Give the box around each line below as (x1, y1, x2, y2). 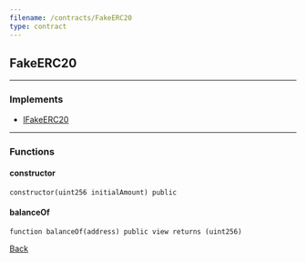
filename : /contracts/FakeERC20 (9, 13, 132, 23)
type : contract (9, 22, 67, 31)
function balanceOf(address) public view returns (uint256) (9, 227, 243, 237)
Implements (9, 93, 64, 106)
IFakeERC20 (22, 114, 69, 125)
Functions (9, 145, 55, 157)
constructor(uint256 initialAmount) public (9, 187, 178, 196)
